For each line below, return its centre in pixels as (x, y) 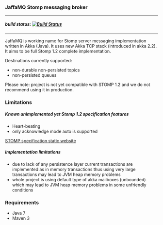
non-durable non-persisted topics (46, 70)
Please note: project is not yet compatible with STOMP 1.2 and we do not (78, 85)
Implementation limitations (33, 152)
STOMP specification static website (41, 141)
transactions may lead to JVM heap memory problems (66, 174)
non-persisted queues (34, 75)
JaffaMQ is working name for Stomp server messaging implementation (76, 41)
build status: (18, 24)
